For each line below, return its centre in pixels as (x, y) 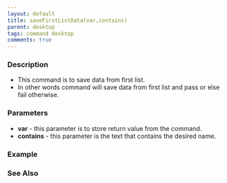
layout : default (31, 14)
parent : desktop (31, 27)
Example (23, 154)
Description (28, 65)
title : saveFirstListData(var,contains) (68, 20)
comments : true (30, 40)
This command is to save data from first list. (81, 80)
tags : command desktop (41, 33)
